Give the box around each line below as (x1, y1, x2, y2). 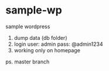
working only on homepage (13, 46, 80, 53)
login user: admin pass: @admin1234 (13, 40, 103, 48)
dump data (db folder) (13, 34, 68, 41)
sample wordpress (5, 23, 50, 30)
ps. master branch (5, 58, 50, 65)
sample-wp (5, 4, 62, 17)
